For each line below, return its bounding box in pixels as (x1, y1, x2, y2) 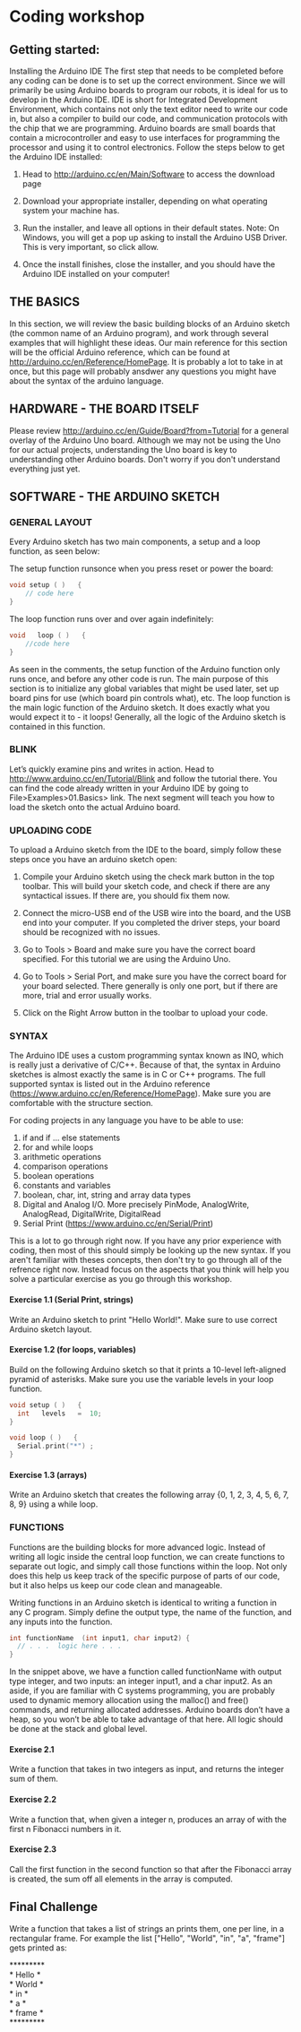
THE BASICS (9, 294, 81, 310)
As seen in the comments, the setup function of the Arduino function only (9, 663, 280, 674)
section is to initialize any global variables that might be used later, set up (9, 683, 279, 694)
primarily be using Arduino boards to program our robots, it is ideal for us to (9, 85, 288, 95)
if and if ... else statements (21, 1132, 121, 1144)
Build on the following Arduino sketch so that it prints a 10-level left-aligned (9, 1364, 287, 1375)
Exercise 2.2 (9, 1794, 56, 1805)
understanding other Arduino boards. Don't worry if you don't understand (9, 454, 280, 464)
